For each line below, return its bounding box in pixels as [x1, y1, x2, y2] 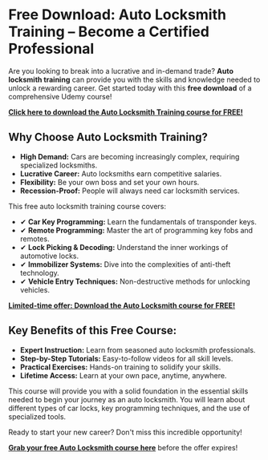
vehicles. [19, 284, 51, 294]
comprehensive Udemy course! [8, 91, 112, 101]
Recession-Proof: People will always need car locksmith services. [19, 186, 240, 196]
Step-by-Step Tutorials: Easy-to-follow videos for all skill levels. [19, 353, 233, 363]
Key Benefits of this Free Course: [8, 324, 177, 337]
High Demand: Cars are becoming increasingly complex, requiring [19, 151, 240, 161]
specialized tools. [8, 411, 67, 422]
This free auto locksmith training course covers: [8, 201, 167, 211]
